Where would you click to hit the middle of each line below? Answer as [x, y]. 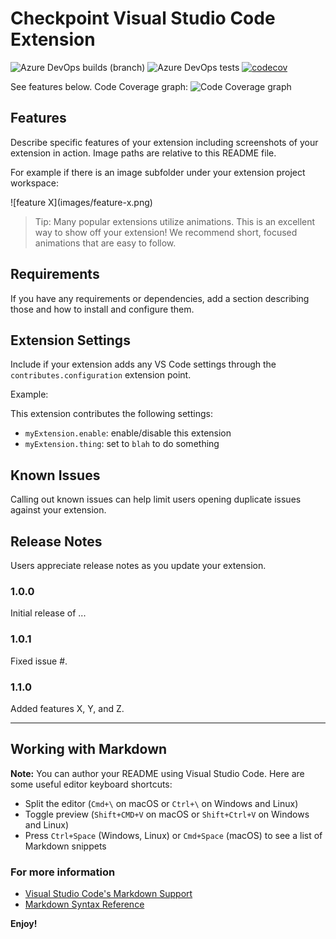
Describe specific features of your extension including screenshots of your [164, 142]
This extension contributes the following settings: [111, 414]
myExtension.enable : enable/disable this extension [128, 433]
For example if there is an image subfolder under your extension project [158, 172]
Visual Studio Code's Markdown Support [108, 893]
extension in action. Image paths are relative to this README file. [143, 153]
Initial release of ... [48, 613]
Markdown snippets [65, 846]
